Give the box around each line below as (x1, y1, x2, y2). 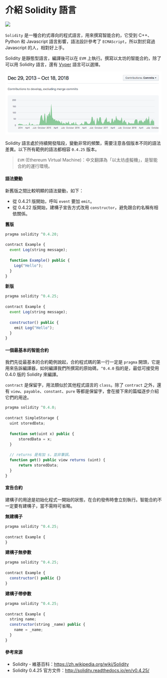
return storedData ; (18, 463, 59, 468)
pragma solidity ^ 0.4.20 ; (5, 232, 59, 237)
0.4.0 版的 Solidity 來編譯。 (5, 372, 61, 378)
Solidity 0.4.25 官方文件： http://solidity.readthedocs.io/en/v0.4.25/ (12, 668, 150, 674)
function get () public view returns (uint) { (9, 458, 106, 463)
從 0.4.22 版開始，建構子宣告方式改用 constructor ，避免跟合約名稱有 (12, 204, 154, 210)
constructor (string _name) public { (9, 622, 85, 627)
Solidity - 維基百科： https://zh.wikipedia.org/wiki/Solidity (12, 661, 129, 667)
